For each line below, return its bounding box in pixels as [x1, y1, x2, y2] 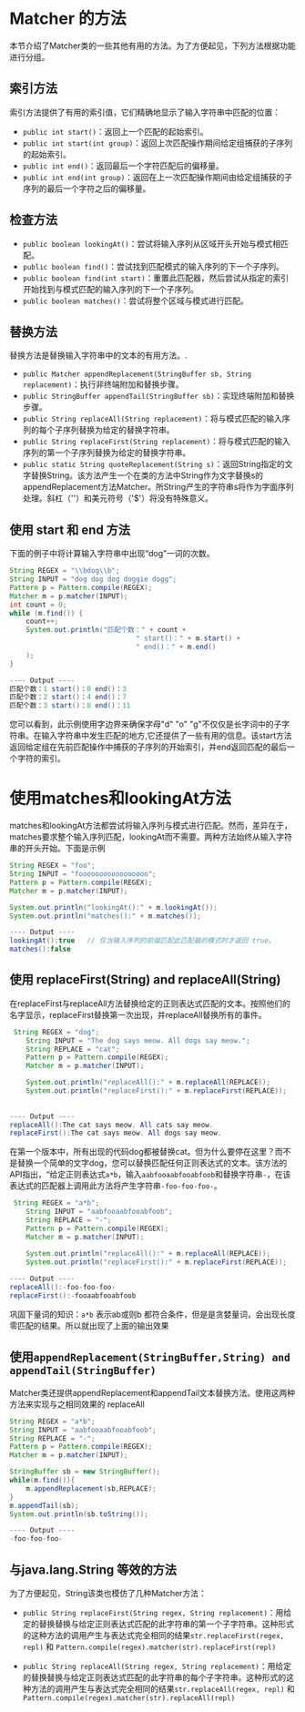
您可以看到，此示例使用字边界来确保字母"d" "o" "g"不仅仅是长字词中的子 [9, 718, 282, 729]
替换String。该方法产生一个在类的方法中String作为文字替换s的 [30, 470, 264, 481]
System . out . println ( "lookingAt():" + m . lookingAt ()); [9, 902, 219, 912]
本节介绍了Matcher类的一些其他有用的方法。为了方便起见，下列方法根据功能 [9, 40, 296, 51]
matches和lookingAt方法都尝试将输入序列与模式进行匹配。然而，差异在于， [9, 820, 293, 831]
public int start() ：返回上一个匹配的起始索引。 [22, 126, 208, 137]
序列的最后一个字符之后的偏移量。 [22, 183, 151, 194]
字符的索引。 [16, 753, 66, 764]
